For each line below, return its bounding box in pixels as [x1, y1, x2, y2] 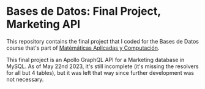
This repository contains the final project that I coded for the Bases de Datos [6, 37, 199, 45]
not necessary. [6, 75, 44, 83]
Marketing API [6, 17, 81, 31]
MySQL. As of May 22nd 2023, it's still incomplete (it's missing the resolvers [6, 63, 199, 70]
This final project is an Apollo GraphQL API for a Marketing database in [6, 56, 185, 63]
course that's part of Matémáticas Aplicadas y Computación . [6, 44, 160, 52]
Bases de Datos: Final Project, [6, 4, 161, 18]
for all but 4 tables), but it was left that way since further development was [6, 69, 195, 76]
